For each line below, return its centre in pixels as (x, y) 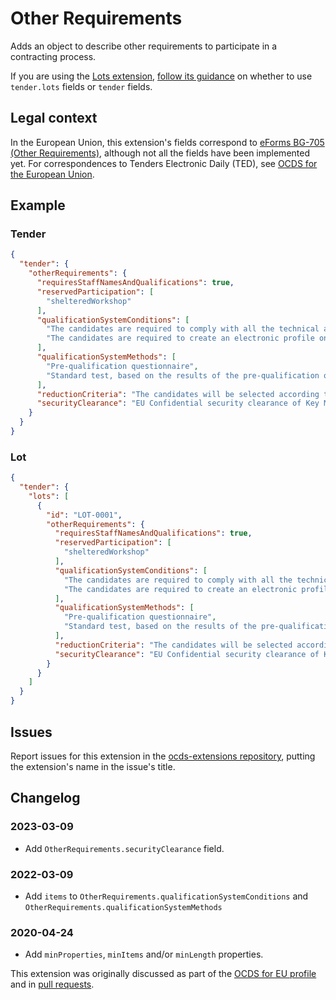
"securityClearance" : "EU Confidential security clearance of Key (178, 403)
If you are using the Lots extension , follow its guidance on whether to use (161, 76)
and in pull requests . (52, 984)
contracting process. (53, 56)
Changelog (45, 798)
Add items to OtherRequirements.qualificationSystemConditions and (166, 896)
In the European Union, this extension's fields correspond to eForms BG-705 (167, 142)
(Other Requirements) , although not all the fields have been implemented (160, 153)
